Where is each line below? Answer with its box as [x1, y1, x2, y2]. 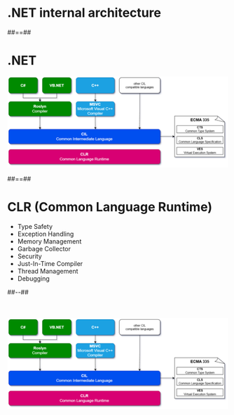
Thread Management [17, 267, 78, 275]
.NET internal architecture [7, 5, 161, 21]
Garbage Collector [17, 244, 71, 253]
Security [17, 252, 42, 260]
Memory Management [17, 237, 82, 246]
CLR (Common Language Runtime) [7, 199, 212, 215]
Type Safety [17, 222, 53, 230]
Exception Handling [17, 230, 74, 238]
